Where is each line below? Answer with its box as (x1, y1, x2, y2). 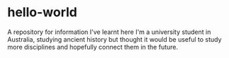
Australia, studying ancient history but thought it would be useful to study (7, 35, 222, 43)
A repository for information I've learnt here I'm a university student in (7, 28, 211, 36)
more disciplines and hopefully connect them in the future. (7, 42, 179, 51)
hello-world (7, 4, 78, 21)
